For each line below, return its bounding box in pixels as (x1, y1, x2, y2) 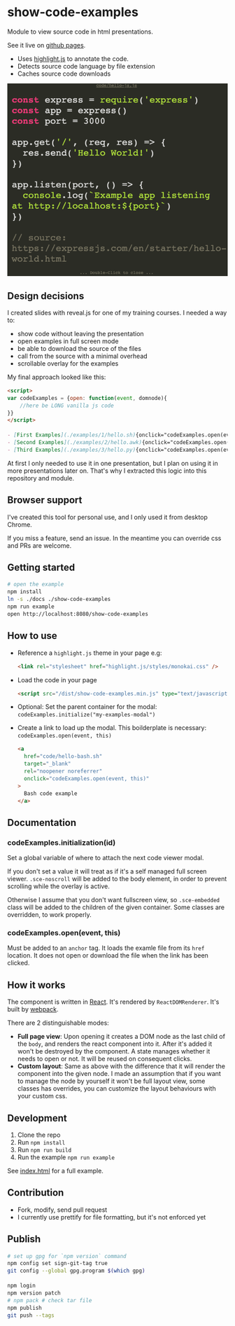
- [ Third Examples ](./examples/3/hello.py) (7, 446, 136, 453)
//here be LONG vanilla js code (20, 402, 114, 409)
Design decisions (7, 290, 85, 302)
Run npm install (17, 1138, 66, 1146)
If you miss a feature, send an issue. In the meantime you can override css (7, 534, 222, 542)
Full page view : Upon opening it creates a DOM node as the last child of (17, 1033, 226, 1041)
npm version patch (7, 1290, 61, 1297)
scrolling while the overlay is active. (7, 882, 110, 890)
